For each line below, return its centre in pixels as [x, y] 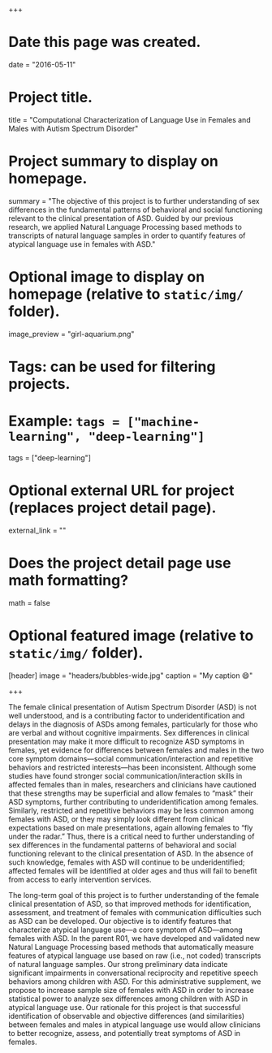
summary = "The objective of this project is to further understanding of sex [134, 201]
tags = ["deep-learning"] [50, 457]
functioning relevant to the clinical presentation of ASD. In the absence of [131, 853]
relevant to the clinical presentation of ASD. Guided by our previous [121, 218]
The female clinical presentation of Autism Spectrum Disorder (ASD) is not [133, 706]
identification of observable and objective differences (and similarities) [127, 1016]
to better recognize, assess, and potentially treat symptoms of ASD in [125, 1033]
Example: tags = [64, 421]
